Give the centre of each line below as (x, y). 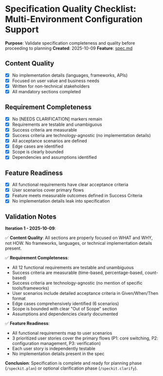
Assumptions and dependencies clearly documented (65, 314)
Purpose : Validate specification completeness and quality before (70, 43)
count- (152, 273)
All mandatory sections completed (46, 91)
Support (22, 30)
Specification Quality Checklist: (71, 9)
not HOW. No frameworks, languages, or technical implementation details (79, 243)
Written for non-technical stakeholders (51, 86)
